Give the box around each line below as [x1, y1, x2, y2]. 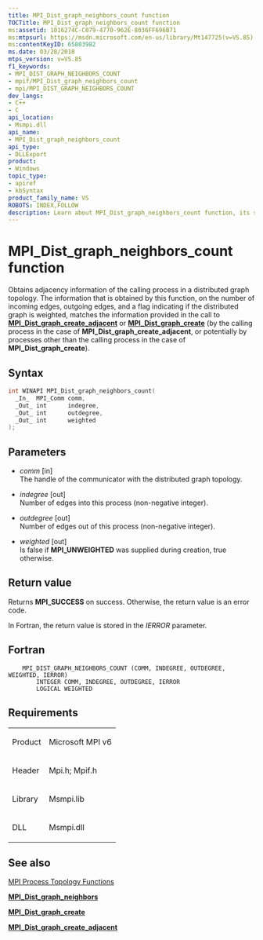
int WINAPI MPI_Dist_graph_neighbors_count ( [8, 387, 156, 395]
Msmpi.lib [49, 793, 85, 804]
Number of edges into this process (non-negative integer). [19, 498, 209, 507]
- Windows [8, 165, 41, 173]
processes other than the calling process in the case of [8, 335, 186, 345]
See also [8, 856, 51, 869]
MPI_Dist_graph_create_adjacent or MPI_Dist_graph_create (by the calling [8, 319, 253, 328]
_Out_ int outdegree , [15, 409, 103, 417]
